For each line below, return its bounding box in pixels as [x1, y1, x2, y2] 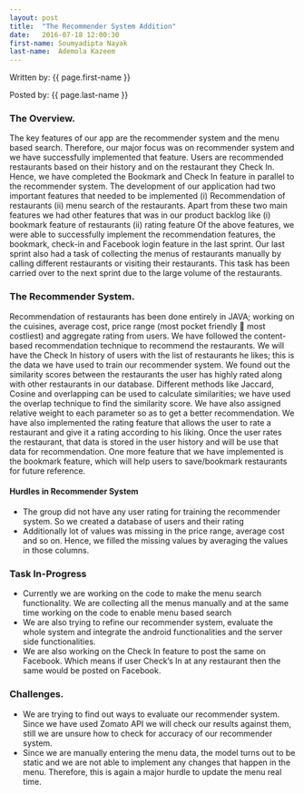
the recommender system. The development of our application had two [9, 181, 276, 191]
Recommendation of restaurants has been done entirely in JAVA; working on [9, 310, 295, 322]
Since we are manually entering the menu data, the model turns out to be [22, 747, 296, 758]
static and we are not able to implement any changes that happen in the [22, 757, 291, 768]
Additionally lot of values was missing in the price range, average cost [22, 525, 285, 536]
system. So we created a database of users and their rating [22, 515, 245, 526]
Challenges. [9, 688, 64, 701]
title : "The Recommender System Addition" [9, 22, 177, 31]
